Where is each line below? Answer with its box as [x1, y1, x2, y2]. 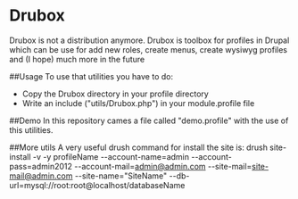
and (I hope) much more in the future [9, 54, 145, 64]
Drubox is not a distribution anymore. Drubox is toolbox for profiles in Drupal [9, 35, 290, 46]
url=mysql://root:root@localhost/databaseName [9, 179, 186, 190]
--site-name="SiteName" [74, 170, 168, 181]
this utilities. [9, 124, 54, 135]
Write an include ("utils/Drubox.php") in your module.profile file [21, 97, 255, 108]
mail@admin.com [9, 170, 73, 181]
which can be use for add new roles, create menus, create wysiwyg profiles [9, 44, 288, 54]
